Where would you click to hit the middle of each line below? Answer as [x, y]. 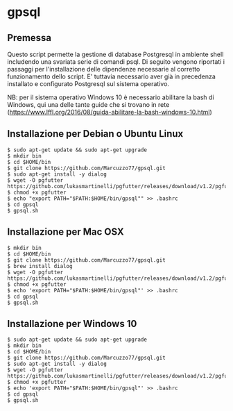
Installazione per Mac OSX [66, 232]
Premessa [29, 38]
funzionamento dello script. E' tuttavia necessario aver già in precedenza [112, 76]
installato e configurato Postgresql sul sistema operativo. [88, 84]
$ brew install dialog [40, 266]
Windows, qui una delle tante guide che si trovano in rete [88, 104]
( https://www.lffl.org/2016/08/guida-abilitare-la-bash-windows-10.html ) [110, 112]
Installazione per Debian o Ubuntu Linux [95, 134]
